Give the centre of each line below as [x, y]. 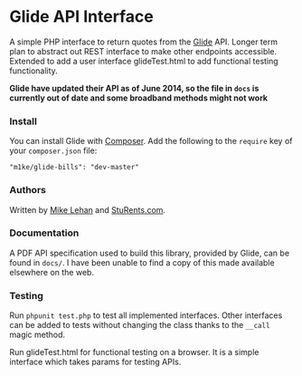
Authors [28, 190]
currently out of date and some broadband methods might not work [139, 98]
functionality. [34, 71]
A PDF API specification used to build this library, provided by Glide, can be [150, 253]
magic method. [38, 335]
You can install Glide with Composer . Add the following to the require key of [151, 141]
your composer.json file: [53, 150]
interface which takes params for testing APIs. [95, 362]
